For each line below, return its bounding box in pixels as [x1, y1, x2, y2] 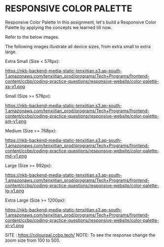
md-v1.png [5, 153, 27, 159]
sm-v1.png [5, 118, 27, 124]
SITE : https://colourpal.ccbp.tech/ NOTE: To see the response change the [5, 232, 156, 238]
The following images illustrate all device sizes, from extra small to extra [5, 43, 151, 49]
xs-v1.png [5, 83, 26, 89]
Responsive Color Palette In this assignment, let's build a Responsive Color [5, 19, 157, 25]
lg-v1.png [5, 187, 25, 193]
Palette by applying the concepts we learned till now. [5, 24, 112, 30]
